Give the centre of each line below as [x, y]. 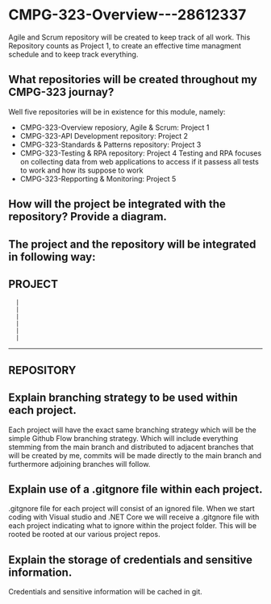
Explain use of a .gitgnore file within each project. [135, 489]
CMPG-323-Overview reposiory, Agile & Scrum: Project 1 [115, 127]
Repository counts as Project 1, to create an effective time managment [125, 45]
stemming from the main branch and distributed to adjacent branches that [131, 447]
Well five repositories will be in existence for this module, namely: [117, 111]
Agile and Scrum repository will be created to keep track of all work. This [129, 37]
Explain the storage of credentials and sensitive [130, 559]
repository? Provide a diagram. [88, 217]
